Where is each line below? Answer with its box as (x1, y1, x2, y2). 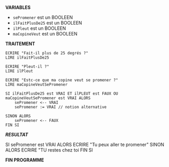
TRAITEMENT (5, 41, 35, 47)
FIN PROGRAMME (5, 157, 44, 163)
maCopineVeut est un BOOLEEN (12, 31, 78, 36)
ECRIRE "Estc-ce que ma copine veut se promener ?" (5, 78, 118, 83)
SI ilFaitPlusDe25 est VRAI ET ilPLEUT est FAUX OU (5, 91, 118, 96)
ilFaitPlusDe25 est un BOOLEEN (12, 20, 82, 26)
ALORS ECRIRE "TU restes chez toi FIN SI (5, 147, 93, 153)
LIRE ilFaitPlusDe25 (5, 55, 50, 60)
